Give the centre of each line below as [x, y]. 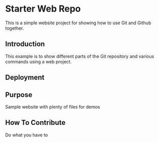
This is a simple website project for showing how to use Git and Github [78, 23]
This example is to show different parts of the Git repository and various [80, 56]
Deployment [25, 78]
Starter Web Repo [43, 9]
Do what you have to [27, 135]
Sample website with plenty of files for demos [53, 107]
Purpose [19, 95]
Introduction [25, 44]
